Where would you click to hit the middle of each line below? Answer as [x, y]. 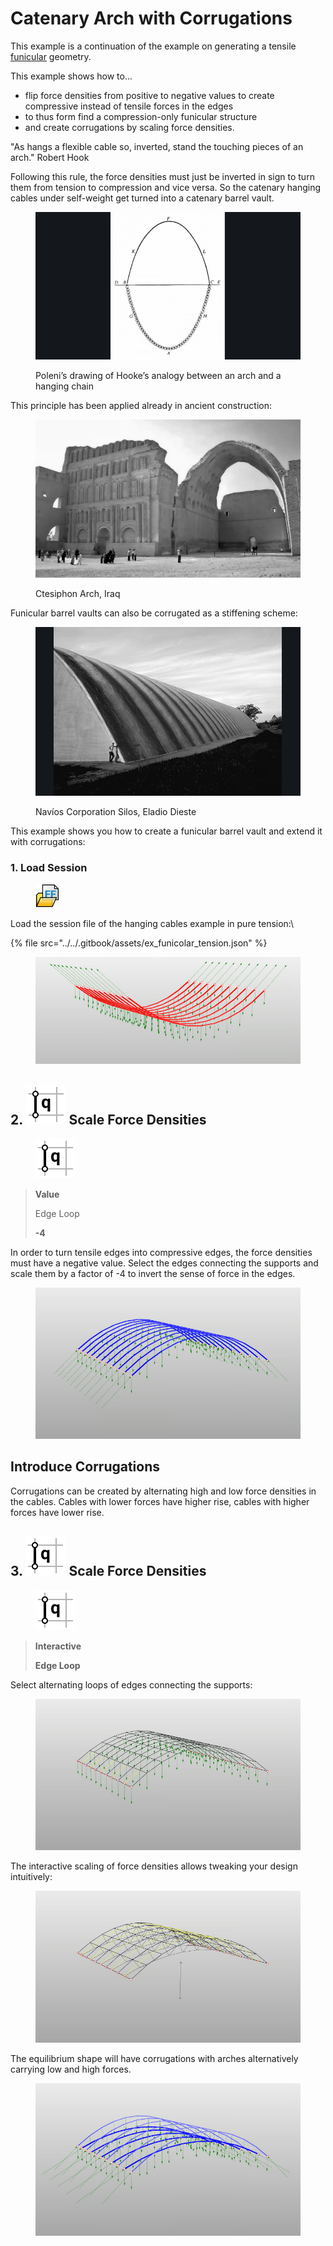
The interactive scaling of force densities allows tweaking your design [154, 1866]
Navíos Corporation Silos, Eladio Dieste [116, 812]
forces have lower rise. [57, 1512]
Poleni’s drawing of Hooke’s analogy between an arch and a [158, 376]
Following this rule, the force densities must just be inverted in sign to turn [162, 176]
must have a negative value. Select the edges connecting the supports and [164, 1263]
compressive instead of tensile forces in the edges [129, 106]
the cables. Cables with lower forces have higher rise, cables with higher [160, 1501]
